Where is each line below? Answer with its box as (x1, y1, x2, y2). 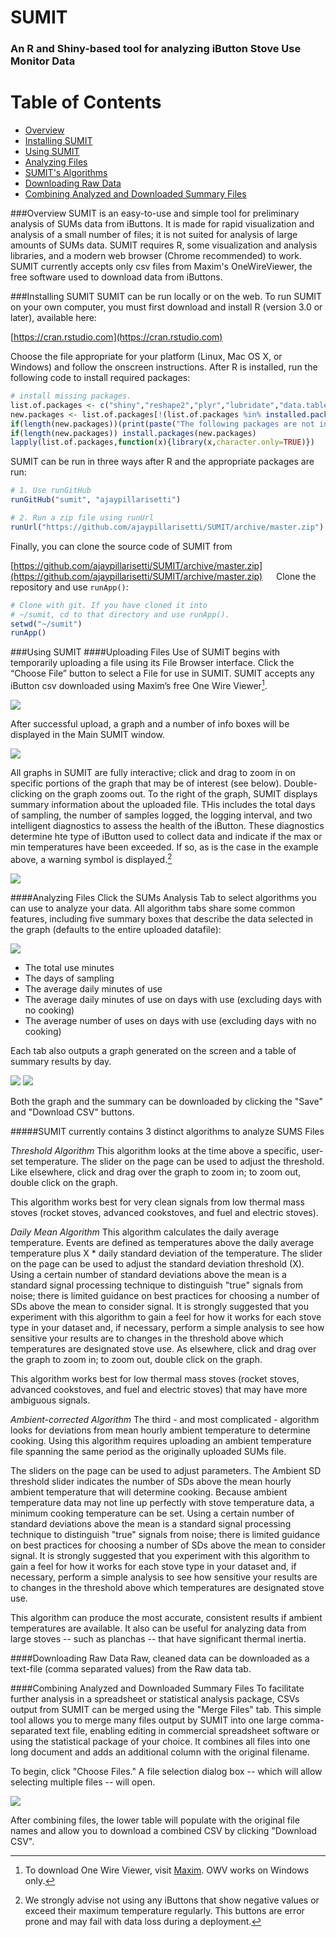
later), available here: (10, 312, 97, 324)
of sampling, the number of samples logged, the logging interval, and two (10, 809, 313, 821)
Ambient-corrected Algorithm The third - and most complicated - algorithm (10, 1413, 320, 1425)
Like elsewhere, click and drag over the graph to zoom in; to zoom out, (10, 1166, 302, 1178)
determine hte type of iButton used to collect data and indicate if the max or (10, 830, 323, 842)
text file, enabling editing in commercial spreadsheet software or (54, 1724, 320, 1736)
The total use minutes (24, 961, 115, 973)
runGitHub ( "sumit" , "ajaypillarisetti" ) (10, 495, 182, 505)
